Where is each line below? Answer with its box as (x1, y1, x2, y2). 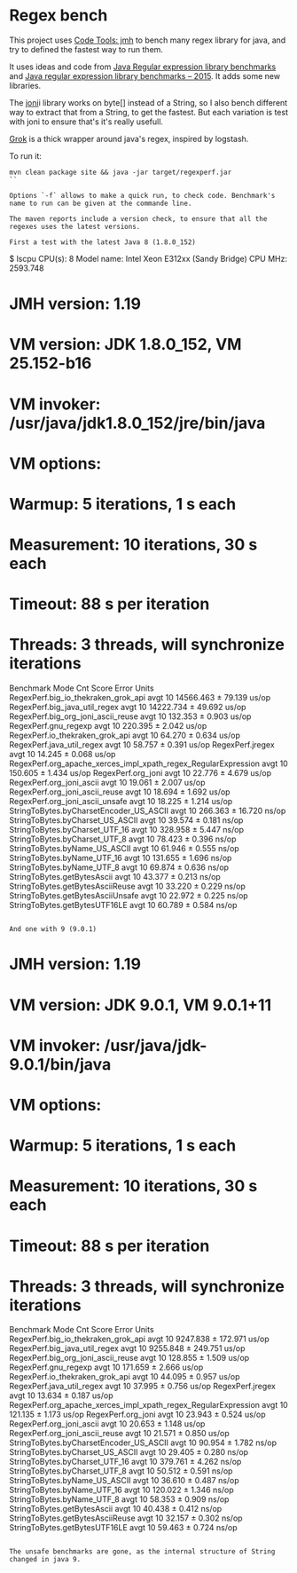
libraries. (9, 80, 42, 91)
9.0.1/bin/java (9, 1054, 112, 1074)
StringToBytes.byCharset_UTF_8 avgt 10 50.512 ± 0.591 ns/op (9, 1466, 233, 1476)
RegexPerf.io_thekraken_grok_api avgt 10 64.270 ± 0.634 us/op (9, 730, 241, 741)
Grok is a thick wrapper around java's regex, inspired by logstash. (9, 133, 249, 144)
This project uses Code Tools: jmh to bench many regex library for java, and (9, 35, 286, 45)
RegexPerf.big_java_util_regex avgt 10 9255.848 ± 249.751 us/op (9, 1343, 246, 1354)
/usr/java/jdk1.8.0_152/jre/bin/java (9, 413, 266, 433)
